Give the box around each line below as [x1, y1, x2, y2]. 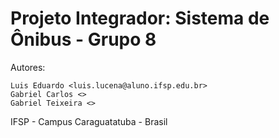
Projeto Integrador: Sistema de [10, 7, 270, 30]
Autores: [10, 61, 46, 73]
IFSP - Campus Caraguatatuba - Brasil [10, 115, 168, 127]
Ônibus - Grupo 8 [10, 28, 157, 51]
